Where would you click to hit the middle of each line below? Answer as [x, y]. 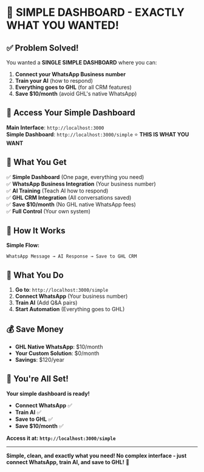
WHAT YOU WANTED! [63, 25]
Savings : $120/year [40, 360]
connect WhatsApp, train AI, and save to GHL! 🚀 [68, 462]
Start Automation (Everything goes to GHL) [70, 309]
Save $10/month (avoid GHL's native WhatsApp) [76, 93]
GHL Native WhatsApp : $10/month [59, 347]
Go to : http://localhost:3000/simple [62, 290]
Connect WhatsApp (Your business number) [71, 296]
